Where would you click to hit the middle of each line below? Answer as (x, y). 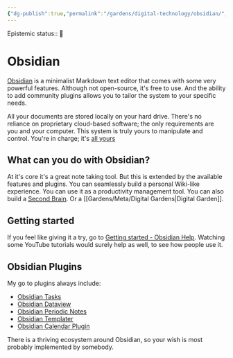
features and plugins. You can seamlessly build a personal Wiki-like (103, 184)
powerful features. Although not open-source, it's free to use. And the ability (116, 88)
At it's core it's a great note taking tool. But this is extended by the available (115, 177)
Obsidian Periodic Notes (52, 312)
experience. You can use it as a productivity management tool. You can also (115, 191)
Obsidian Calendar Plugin (53, 326)
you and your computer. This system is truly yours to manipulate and (105, 131)
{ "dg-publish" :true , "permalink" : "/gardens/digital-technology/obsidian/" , (118, 14)
